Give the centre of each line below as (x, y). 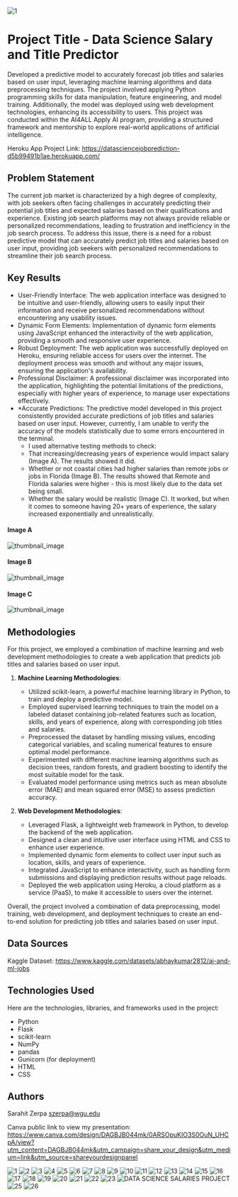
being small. (46, 491)
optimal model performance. (70, 751)
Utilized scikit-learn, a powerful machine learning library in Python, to (129, 691)
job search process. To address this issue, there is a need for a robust (109, 233)
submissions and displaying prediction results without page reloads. (127, 877)
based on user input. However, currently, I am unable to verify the (113, 423)
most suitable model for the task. (76, 774)
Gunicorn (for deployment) (56, 1059)
